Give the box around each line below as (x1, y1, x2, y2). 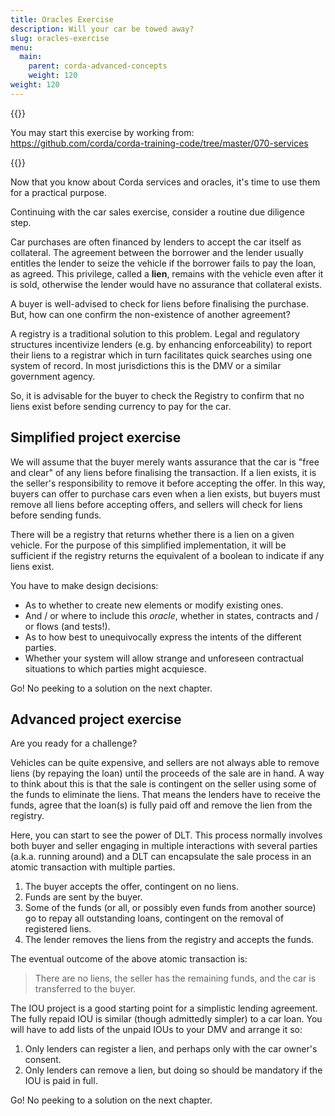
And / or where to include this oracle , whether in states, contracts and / (24, 609, 320, 621)
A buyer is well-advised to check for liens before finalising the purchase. (10, 297, 309, 310)
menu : (10, 42, 33, 53)
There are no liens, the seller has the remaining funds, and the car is (34, 972, 317, 985)
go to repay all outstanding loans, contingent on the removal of (24, 912, 285, 925)
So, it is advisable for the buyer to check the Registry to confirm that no (10, 389, 305, 401)
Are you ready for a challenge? (10, 737, 138, 750)
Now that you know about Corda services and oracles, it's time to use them (10, 176, 321, 188)
